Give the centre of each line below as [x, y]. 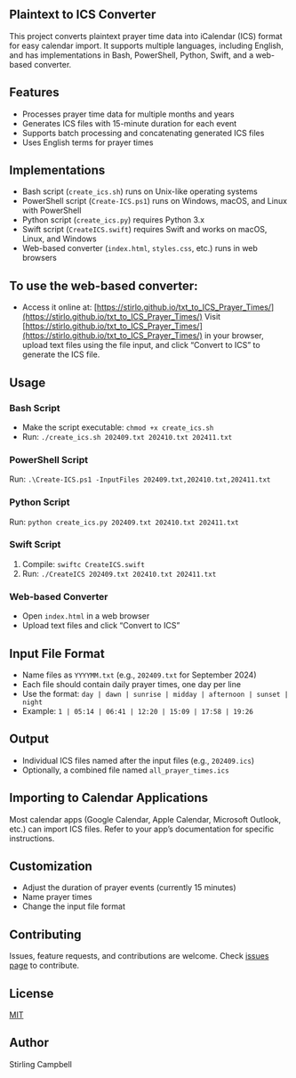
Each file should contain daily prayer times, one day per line [132, 684]
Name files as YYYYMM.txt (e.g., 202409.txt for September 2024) [139, 675]
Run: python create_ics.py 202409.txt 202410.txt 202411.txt [124, 522]
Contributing [45, 934]
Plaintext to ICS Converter [83, 15]
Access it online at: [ [60, 307]
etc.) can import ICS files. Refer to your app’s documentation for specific [142, 829]
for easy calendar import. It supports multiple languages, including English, [147, 45]
